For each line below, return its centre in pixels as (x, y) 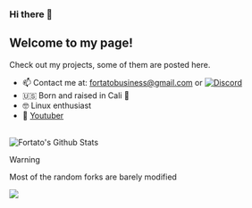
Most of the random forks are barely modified (93, 177)
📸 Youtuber (43, 115)
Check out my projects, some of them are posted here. (110, 64)
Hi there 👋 (31, 14)
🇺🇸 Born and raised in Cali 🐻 (76, 95)
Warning (25, 159)
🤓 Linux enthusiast (57, 105)
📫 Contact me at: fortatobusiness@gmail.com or (112, 82)
